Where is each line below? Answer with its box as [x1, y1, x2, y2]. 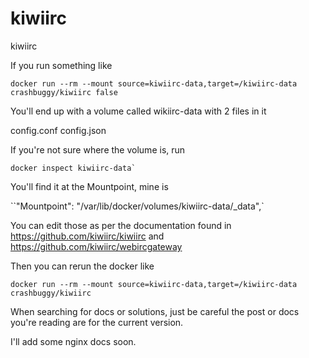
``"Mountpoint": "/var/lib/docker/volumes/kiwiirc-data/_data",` [10, 200, 265, 212]
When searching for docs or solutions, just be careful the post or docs [10, 305, 300, 317]
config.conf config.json [10, 124, 107, 136]
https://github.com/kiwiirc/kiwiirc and [10, 230, 165, 242]
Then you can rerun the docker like [10, 260, 155, 272]
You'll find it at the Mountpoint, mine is [10, 180, 169, 192]
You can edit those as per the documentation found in [10, 219, 232, 231]
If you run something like [10, 59, 113, 71]
